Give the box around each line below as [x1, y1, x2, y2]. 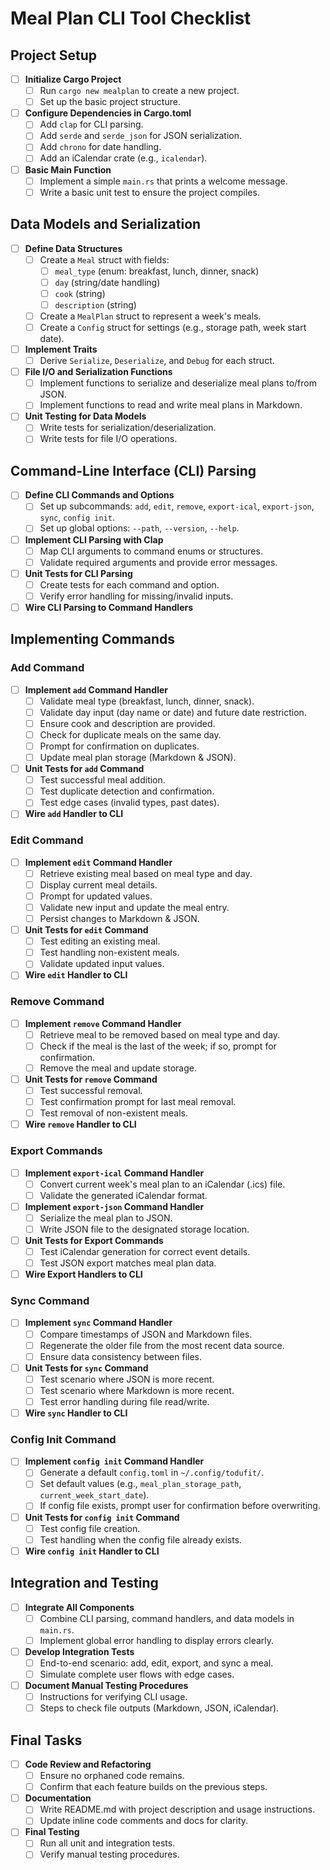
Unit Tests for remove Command [24, 1073, 158, 1085]
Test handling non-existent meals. [39, 947, 180, 959]
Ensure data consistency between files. [39, 1350, 202, 1362]
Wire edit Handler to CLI [24, 969, 128, 981]
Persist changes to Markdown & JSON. [39, 912, 200, 924]
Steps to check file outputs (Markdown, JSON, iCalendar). [39, 1702, 280, 1714]
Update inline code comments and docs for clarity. [39, 1815, 249, 1827]
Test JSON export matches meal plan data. [39, 1257, 217, 1269]
